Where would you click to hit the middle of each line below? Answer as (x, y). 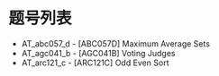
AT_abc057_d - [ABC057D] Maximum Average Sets (116, 43)
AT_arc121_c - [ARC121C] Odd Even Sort (95, 63)
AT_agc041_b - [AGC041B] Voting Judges (98, 53)
